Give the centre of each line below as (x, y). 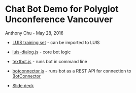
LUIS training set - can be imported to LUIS (56, 42)
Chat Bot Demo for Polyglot (62, 9)
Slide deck (23, 85)
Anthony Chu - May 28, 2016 (34, 33)
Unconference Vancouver (59, 19)
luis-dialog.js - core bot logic (41, 52)
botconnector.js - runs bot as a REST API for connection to (72, 71)
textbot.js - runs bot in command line (50, 61)
